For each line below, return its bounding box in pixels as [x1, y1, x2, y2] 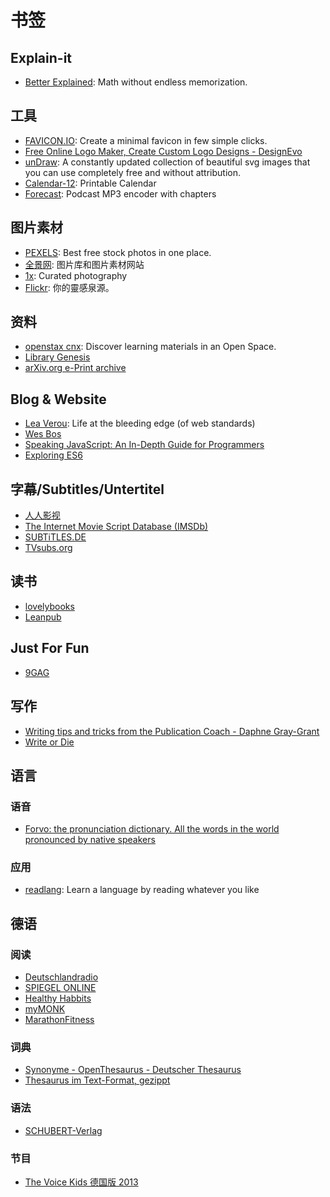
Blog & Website [10, 391, 107, 408]
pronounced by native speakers [24, 834, 156, 846]
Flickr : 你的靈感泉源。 [24, 281, 115, 293]
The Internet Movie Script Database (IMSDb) [24, 521, 209, 533]
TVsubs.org [24, 542, 73, 554]
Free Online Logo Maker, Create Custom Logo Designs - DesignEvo [24, 145, 303, 157]
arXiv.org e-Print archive [24, 362, 127, 374]
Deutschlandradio [24, 971, 99, 983]
